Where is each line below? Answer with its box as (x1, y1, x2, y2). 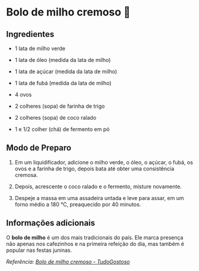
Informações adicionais (6, 218, 96, 228)
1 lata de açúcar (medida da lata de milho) (14, 68, 118, 75)
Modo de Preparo (6, 143, 71, 153)
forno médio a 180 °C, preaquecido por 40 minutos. (14, 201, 141, 208)
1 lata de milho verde (14, 45, 65, 52)
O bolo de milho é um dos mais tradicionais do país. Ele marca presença (6, 233, 184, 241)
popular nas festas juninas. (6, 247, 72, 254)
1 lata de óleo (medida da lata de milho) (14, 57, 111, 63)
